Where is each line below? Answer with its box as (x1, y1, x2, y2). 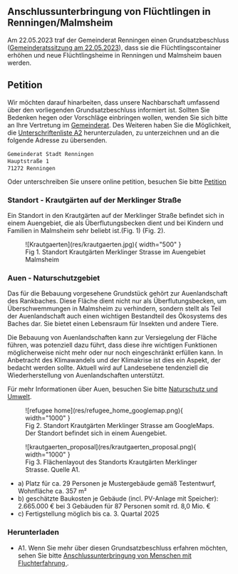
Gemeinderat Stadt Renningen (7, 150, 94, 157)
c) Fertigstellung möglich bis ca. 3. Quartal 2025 (17, 509, 160, 518)
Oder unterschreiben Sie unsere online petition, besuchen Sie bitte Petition (7, 177, 227, 186)
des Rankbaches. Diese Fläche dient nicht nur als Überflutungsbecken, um (7, 297, 227, 306)
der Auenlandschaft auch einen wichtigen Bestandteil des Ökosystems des (7, 312, 227, 320)
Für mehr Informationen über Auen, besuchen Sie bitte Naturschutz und (7, 385, 219, 394)
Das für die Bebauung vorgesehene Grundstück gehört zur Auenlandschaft (7, 289, 228, 298)
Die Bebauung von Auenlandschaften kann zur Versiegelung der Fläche (7, 333, 217, 342)
